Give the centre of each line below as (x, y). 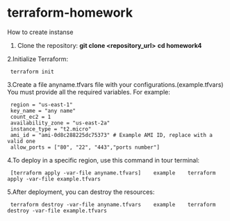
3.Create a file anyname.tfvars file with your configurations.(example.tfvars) (115, 84)
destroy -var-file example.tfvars (57, 211)
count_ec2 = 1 (31, 117)
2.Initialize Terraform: (38, 59)
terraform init (32, 72)
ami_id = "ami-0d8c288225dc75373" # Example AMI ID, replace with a (112, 135)
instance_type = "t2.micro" (51, 129)
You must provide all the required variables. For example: (89, 92)
